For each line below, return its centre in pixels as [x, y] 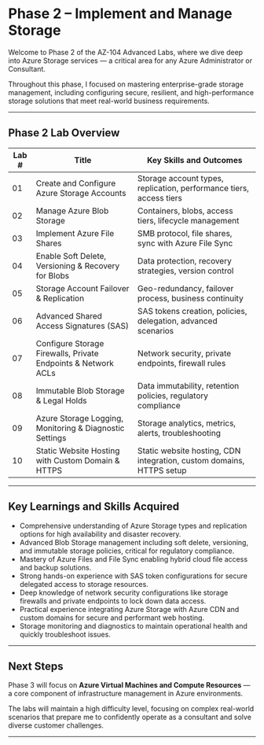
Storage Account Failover [82, 288]
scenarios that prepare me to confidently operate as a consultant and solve [130, 717]
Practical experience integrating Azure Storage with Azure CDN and [129, 609]
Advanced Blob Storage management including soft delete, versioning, [134, 542]
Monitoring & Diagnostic [80, 428]
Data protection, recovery [184, 260]
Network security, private [184, 353]
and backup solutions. [55, 567]
